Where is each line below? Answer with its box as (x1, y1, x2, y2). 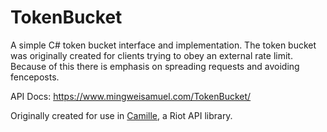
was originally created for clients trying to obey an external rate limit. (10, 49, 293, 61)
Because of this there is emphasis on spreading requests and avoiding (10, 60, 300, 72)
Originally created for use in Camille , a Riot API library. (10, 109, 233, 121)
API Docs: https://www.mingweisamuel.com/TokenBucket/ (10, 90, 252, 102)
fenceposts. (10, 71, 60, 83)
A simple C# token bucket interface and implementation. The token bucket (10, 39, 317, 51)
